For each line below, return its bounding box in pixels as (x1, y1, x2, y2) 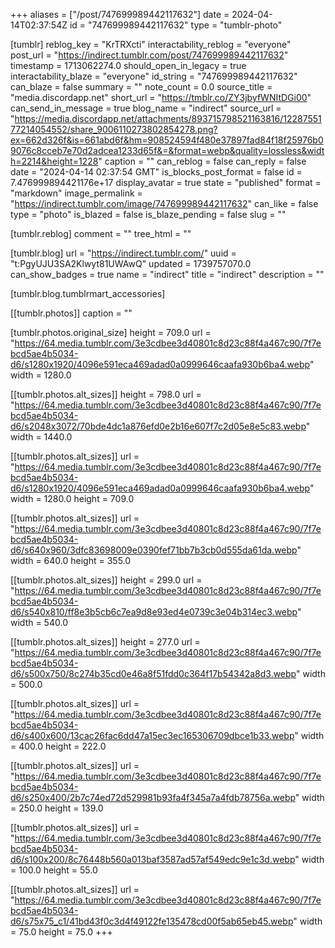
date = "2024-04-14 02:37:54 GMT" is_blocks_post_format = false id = (10, 166, 303, 178)
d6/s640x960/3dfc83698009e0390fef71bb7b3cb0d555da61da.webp (10, 544, 298, 556)
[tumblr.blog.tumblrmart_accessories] (10, 288, 166, 299)
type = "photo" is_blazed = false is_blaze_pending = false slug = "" (10, 209, 287, 220)
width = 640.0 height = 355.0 (10, 555, 132, 566)
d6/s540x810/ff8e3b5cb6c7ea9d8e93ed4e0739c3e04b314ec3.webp (10, 606, 298, 618)
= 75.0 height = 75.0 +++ (10, 926, 113, 938)
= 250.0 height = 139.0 (10, 802, 104, 814)
